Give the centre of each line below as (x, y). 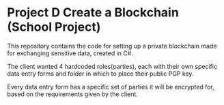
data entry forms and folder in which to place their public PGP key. (100, 74)
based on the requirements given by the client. (73, 94)
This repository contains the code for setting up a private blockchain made (112, 46)
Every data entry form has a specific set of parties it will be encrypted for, (111, 87)
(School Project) (54, 27)
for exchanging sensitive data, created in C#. (70, 53)
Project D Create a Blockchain (93, 13)
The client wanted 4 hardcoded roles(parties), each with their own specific (112, 66)
